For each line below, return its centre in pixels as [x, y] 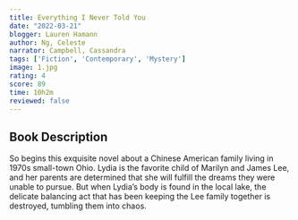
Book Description [59, 136]
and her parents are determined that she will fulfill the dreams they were [142, 178]
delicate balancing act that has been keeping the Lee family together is [140, 197]
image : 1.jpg [34, 68]
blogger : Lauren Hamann [54, 34]
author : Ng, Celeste [48, 42]
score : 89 [28, 84]
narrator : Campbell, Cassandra [68, 51]
